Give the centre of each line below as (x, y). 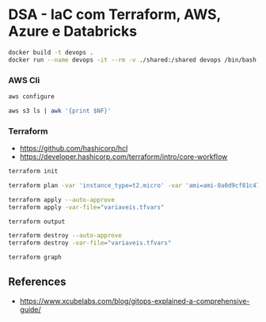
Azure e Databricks (72, 31)
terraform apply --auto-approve (61, 199)
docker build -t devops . (51, 52)
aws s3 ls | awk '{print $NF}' (60, 111)
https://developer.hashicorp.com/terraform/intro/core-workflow (123, 157)
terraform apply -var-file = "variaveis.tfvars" (86, 207)
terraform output (37, 222)
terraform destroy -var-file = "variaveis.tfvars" (90, 243)
